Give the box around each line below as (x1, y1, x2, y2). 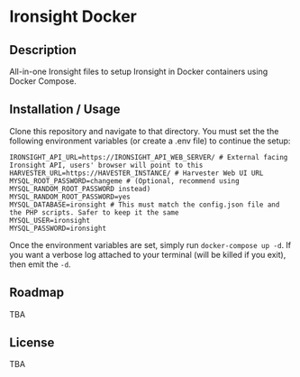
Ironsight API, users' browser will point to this (9, 161, 204, 170)
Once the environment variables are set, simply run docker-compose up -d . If (9, 239, 292, 250)
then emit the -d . (9, 259, 71, 270)
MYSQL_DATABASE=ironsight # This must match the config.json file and (9, 200, 280, 209)
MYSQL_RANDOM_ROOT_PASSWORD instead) (9, 184, 151, 193)
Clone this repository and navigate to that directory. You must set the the (9, 125, 279, 136)
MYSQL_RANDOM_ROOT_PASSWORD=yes (9, 192, 131, 201)
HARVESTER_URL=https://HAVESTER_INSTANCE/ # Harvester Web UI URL (9, 169, 264, 178)
